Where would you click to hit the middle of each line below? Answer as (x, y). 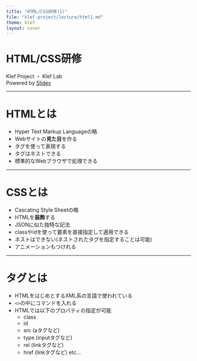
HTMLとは (31, 114)
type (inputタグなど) (48, 337)
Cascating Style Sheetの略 (47, 210)
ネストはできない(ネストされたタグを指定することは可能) (83, 240)
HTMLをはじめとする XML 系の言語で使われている (74, 296)
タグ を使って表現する (40, 146)
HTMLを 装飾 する (35, 217)
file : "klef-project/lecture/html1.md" (55, 17)
